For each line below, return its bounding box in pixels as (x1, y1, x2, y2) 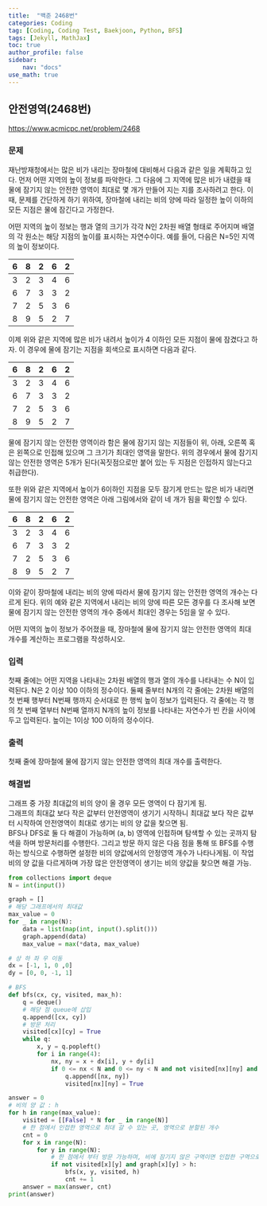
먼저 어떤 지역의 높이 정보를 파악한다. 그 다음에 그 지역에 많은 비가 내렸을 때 (18, 174, 252, 184)
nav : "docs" (22, 64, 62, 72)
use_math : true (8, 71, 59, 79)
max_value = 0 (8, 911, 56, 919)
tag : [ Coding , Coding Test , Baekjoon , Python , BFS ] (8, 26, 183, 34)
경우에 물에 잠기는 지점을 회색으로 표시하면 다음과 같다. (26, 344, 197, 354)
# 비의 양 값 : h (8, 1102, 60, 1110)
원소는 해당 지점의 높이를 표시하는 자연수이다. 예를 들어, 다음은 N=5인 (25, 232, 240, 241)
